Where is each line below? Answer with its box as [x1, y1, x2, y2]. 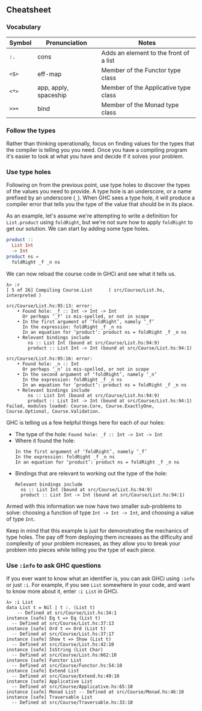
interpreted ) [6, 292, 42, 298]
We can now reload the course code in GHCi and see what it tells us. [6, 270, 176, 277]
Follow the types [6, 126, 56, 134]
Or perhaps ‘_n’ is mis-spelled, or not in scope [22, 366, 149, 372]
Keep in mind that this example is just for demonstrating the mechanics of [6, 527, 189, 534]
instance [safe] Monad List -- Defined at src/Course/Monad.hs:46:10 [6, 689, 185, 695]
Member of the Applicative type [101, 83, 191, 92]
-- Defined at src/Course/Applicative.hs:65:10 [11, 683, 133, 689]
